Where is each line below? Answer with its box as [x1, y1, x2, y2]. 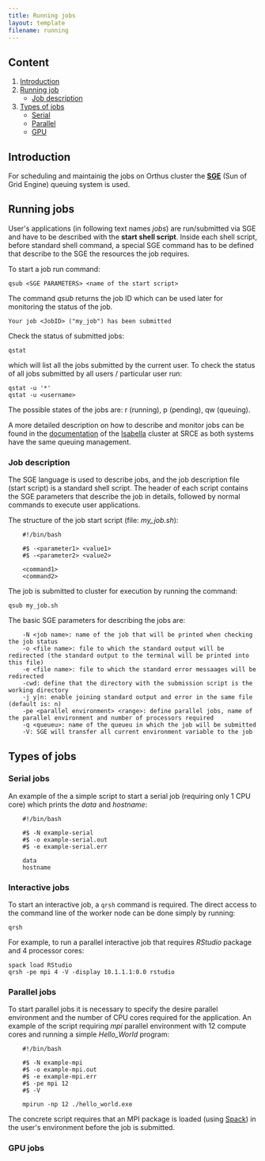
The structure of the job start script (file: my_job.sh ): [8, 516, 179, 525]
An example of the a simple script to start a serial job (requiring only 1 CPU [8, 791, 251, 800]
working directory [8, 686, 69, 694]
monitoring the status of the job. [8, 302, 113, 311]
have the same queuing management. [8, 437, 131, 446]
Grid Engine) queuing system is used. [8, 180, 131, 189]
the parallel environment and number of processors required [8, 714, 214, 722]
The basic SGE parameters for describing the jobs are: [8, 616, 186, 625]
